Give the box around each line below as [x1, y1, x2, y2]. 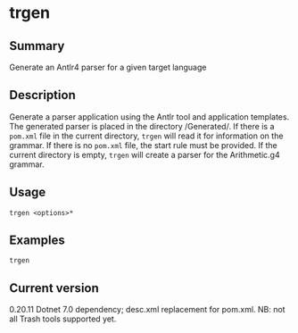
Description [9, 87, 76, 103]
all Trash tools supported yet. [9, 313, 117, 324]
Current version [9, 280, 100, 296]
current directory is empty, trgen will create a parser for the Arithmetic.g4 [9, 149, 280, 160]
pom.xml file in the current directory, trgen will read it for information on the [9, 130, 284, 141]
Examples [9, 233, 65, 248]
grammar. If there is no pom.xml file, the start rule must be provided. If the [9, 139, 278, 150]
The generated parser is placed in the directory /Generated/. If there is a [9, 121, 275, 131]
